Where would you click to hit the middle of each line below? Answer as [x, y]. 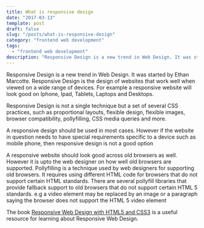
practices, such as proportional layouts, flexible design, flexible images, [96, 112]
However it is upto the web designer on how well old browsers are [89, 161]
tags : [13, 46]
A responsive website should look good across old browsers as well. [92, 155]
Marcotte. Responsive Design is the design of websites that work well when [101, 81]
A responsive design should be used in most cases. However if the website [100, 130]
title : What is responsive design [50, 12]
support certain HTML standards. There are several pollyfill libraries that [97, 181]
